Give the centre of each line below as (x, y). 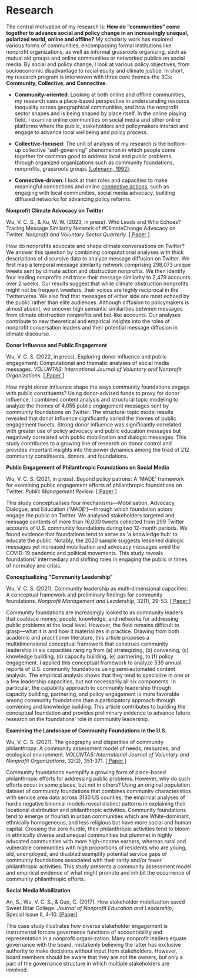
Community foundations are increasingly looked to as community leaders (95, 612)
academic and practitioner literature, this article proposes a (78, 637)
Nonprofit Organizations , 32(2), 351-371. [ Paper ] (66, 761)
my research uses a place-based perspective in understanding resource (102, 100)
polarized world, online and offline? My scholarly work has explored (90, 39)
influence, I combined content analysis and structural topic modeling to (92, 399)
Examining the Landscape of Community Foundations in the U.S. (86, 731)
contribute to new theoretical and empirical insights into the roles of (88, 321)
